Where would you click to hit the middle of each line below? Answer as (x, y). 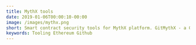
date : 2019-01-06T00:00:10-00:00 (47, 17)
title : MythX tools (30, 11)
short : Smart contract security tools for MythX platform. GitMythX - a (96, 28)
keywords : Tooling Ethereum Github (49, 33)
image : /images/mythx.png (37, 22)
